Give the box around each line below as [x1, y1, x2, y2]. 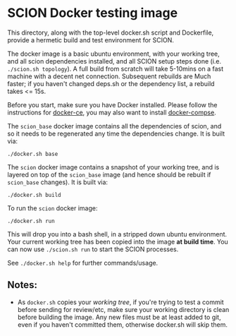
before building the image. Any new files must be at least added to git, [17, 313, 221, 321]
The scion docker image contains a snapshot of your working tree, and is [7, 162, 220, 171]
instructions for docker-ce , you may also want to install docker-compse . [7, 108, 216, 116]
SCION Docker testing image [7, 5, 178, 21]
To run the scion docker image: [7, 203, 98, 212]
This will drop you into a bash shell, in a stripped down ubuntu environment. [7, 229, 228, 238]
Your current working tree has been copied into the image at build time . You [7, 237, 229, 246]
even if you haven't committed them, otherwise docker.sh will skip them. [17, 320, 228, 329]
